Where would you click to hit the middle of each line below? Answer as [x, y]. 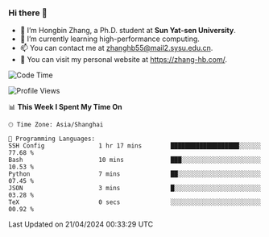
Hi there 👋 [28, 13]
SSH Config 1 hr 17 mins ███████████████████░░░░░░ [135, 146]
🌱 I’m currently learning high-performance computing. [110, 39]
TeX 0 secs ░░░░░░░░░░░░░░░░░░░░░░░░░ [135, 202]
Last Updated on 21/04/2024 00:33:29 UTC [81, 224]
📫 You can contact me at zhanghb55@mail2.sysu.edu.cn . [116, 48]
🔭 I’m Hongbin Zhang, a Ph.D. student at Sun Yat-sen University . [128, 31]
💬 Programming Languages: [52, 139]
